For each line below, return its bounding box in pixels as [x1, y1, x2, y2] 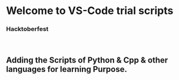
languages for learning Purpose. [6, 64, 128, 74]
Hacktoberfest [6, 25, 49, 33]
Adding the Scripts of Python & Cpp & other [6, 55, 168, 65]
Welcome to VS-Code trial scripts [6, 4, 174, 18]
